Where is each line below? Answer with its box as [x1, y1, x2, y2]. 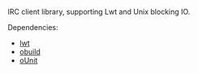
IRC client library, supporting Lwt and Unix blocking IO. [7, 7, 191, 16]
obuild [19, 47, 41, 56]
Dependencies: [7, 23, 58, 32]
